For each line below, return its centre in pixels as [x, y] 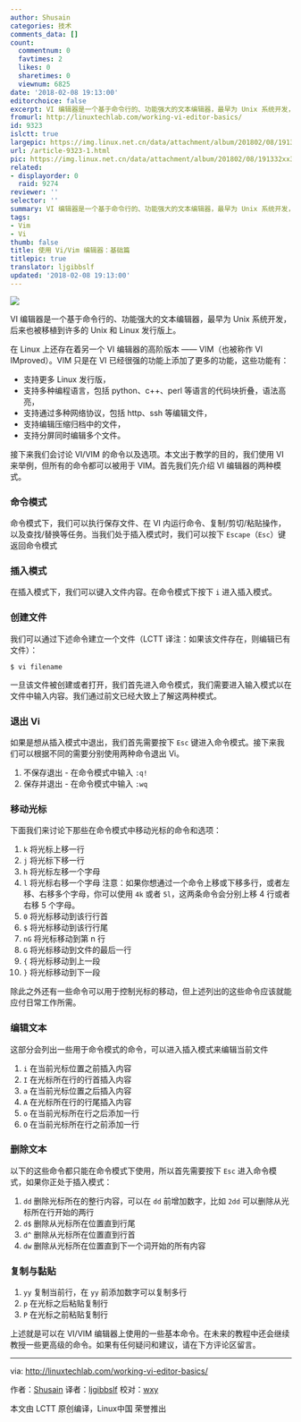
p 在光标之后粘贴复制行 [65, 1304]
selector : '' [34, 201]
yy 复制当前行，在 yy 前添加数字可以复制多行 [105, 1292]
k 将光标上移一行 [54, 849]
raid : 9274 [38, 184]
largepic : [29, 142]
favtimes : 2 [41, 59]
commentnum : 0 [44, 51]
